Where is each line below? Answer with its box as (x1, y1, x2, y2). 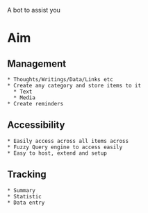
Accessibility (7, 119, 65, 131)
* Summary (7, 187, 36, 194)
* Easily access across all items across (7, 137, 129, 144)
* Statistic (7, 193, 42, 200)
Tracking (7, 169, 47, 180)
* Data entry (7, 199, 45, 206)
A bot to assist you (7, 6, 61, 14)
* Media (13, 94, 36, 101)
